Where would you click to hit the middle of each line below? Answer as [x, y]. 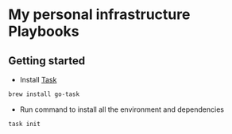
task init [25, 124]
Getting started [47, 61]
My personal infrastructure [99, 15]
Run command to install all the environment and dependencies [122, 109]
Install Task [38, 80]
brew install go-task [44, 94]
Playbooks [44, 31]
